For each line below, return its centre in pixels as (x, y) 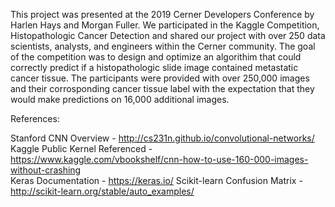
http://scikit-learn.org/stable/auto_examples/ (102, 191)
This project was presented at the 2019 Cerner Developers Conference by (162, 14)
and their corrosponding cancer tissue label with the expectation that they (162, 88)
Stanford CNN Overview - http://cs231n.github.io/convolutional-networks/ (162, 138)
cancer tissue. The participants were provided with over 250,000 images (160, 78)
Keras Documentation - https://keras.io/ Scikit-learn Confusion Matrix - (156, 180)
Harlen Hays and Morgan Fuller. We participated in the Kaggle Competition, (165, 25)
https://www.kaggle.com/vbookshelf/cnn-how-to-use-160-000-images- (159, 159)
